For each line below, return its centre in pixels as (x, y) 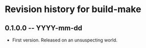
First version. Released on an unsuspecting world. (65, 40)
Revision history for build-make (73, 9)
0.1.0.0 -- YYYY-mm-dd (44, 28)
